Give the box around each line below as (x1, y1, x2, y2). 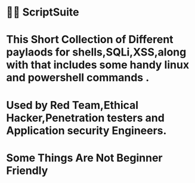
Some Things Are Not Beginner (6, 151, 163, 164)
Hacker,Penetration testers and (6, 111, 165, 124)
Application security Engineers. (6, 124, 167, 137)
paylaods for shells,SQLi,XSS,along (6, 45, 187, 59)
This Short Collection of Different (6, 33, 174, 47)
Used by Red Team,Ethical (6, 98, 139, 112)
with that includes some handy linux (6, 58, 190, 72)
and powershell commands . (6, 71, 150, 84)
